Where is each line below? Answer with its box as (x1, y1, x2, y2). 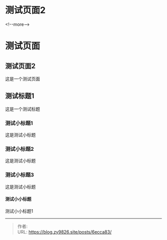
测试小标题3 (5, 171, 34, 178)
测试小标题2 (5, 145, 34, 152)
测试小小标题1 (5, 208, 33, 214)
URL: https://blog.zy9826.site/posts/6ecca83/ (17, 229, 112, 235)
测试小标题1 (5, 120, 33, 126)
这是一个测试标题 (5, 106, 40, 112)
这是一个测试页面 (5, 76, 40, 82)
